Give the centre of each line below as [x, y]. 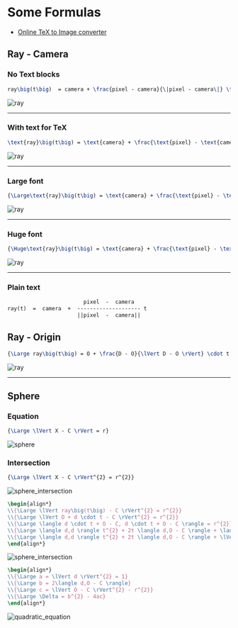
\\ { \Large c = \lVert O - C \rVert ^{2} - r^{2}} [80, 590]
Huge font [25, 234]
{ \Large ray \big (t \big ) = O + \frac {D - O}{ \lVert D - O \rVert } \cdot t [119, 354]
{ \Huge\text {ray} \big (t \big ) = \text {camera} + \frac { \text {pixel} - [112, 249]
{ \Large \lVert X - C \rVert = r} [58, 431]
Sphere [24, 397]
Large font [25, 181]
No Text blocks [34, 74]
